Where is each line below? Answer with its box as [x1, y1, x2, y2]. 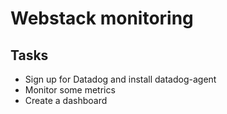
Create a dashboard [24, 95, 108, 106]
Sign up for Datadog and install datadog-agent [24, 73, 217, 85]
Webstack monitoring [10, 7, 194, 30]
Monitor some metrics [24, 84, 116, 96]
